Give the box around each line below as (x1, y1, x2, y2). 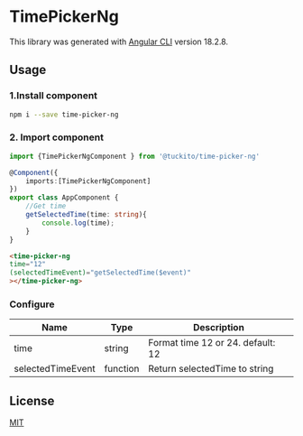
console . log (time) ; (41, 218, 115, 227)
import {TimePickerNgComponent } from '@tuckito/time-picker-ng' (9, 152, 260, 161)
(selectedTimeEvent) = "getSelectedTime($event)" (9, 268, 192, 277)
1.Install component (9, 89, 97, 102)
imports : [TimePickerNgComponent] (25, 176, 151, 186)
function (104, 363, 140, 376)
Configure (9, 298, 55, 311)
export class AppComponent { (9, 193, 119, 202)
